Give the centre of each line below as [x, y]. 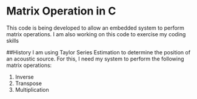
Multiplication [32, 89]
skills [13, 40]
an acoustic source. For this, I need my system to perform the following [95, 59]
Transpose [28, 83]
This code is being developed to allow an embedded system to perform [95, 28]
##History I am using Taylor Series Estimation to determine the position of [98, 52]
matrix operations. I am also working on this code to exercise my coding [96, 34]
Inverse [25, 77]
